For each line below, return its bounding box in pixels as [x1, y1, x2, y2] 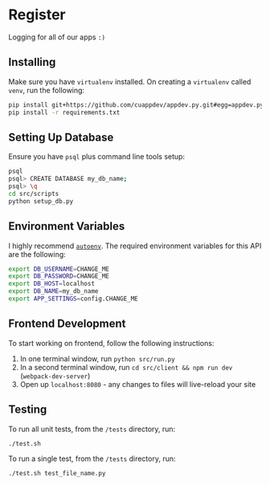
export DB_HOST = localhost [8, 279, 95, 288]
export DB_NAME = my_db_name [8, 287, 99, 295]
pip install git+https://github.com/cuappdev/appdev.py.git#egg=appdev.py [8, 100, 264, 109]
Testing [8, 403, 47, 417]
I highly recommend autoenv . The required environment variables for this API [8, 241, 262, 251]
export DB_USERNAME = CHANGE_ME [8, 265, 110, 273]
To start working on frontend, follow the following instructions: [8, 338, 215, 348]
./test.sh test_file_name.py [8, 470, 106, 478]
